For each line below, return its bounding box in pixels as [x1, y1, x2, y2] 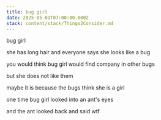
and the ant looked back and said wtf [6, 108, 100, 115]
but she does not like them [6, 72, 73, 80]
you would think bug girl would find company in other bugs [6, 60, 155, 68]
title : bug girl [6, 9, 48, 15]
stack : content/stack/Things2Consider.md [6, 20, 114, 26]
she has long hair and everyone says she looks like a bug [6, 49, 151, 56]
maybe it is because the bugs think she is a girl [6, 84, 125, 91]
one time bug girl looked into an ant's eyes [6, 96, 114, 104]
